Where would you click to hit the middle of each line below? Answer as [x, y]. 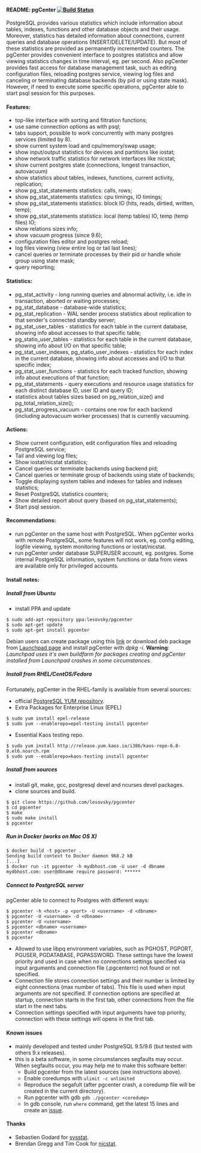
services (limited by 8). [43, 139]
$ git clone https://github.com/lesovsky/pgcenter [71, 802]
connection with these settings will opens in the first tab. [85, 1019]
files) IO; [25, 222]
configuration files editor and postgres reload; [72, 242]
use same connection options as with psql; [68, 127]
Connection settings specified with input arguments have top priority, [100, 1013]
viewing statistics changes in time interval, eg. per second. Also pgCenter [97, 61]
